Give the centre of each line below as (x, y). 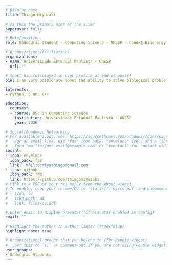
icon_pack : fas (26, 160)
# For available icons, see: (36, 137)
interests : (17, 90)
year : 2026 (26, 123)
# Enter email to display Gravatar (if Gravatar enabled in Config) (80, 212)
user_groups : (19, 250)
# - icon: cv (19, 193)
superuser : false (24, 29)
